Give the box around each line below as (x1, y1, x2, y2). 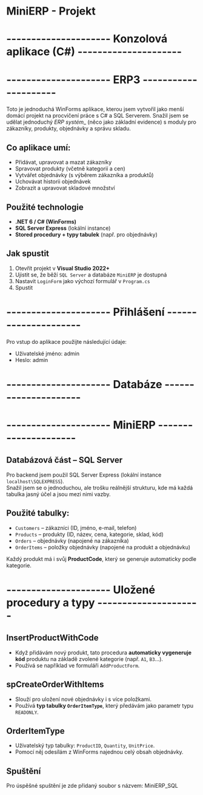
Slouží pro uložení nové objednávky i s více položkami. (15, 696, 152, 703)
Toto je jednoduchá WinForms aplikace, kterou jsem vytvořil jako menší (6, 106, 184, 113)
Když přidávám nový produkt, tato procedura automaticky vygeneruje (15, 649, 192, 656)
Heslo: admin (15, 356, 48, 363)
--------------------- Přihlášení (6, 305, 165, 319)
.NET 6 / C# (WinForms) (15, 218, 77, 225)
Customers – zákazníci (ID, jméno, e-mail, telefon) (15, 524, 137, 531)
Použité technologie (6, 202, 84, 212)
